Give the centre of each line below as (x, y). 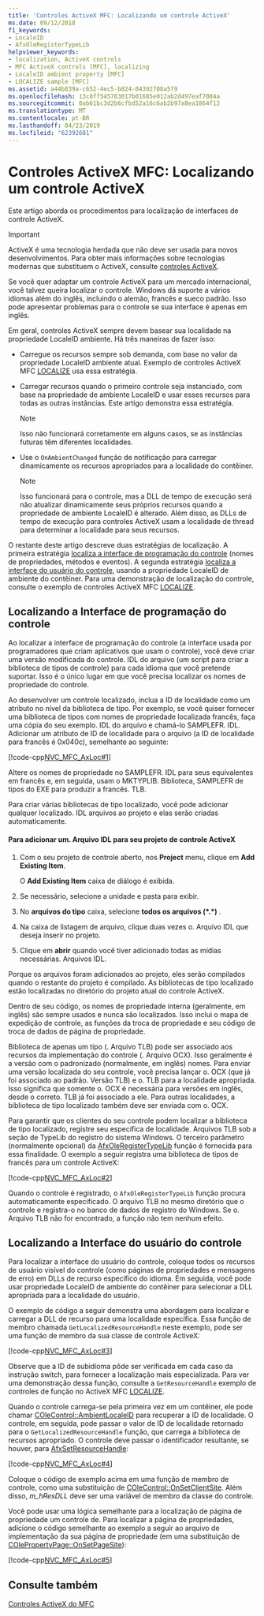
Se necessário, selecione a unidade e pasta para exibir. (109, 896)
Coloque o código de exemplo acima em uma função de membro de (119, 1479)
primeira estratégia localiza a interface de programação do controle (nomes (131, 553)
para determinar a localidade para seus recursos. (99, 529)
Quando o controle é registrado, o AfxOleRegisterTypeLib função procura (127, 1193)
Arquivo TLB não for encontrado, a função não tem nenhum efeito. (116, 1218)
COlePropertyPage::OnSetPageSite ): (67, 1545)
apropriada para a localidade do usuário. (74, 1296)
